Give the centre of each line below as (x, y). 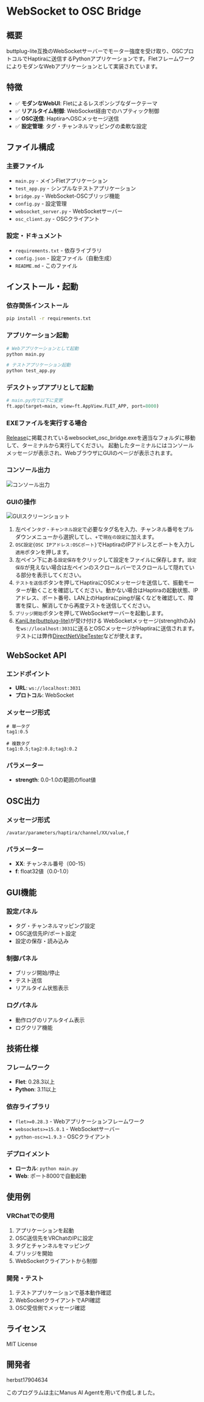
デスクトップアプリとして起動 (50, 387)
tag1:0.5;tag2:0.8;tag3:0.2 (42, 749)
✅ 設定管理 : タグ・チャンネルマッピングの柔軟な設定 (81, 126)
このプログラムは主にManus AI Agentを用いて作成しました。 (82, 1392)
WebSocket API (37, 656)
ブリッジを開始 (34, 1253)
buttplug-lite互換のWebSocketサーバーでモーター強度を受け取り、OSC (95, 51)
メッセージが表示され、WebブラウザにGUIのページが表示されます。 (91, 453)
